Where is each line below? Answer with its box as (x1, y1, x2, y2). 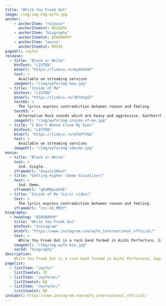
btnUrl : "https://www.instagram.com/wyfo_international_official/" (14, 229, 156, 234)
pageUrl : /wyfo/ (5, 49, 39, 54)
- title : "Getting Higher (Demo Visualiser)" (9, 173, 105, 179)
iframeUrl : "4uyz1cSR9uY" (14, 169, 68, 174)
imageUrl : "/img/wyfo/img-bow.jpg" (14, 81, 87, 86)
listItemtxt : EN (14, 279, 48, 284)
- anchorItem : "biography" (14, 30, 70, 35)
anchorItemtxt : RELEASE (18, 26, 68, 31)
